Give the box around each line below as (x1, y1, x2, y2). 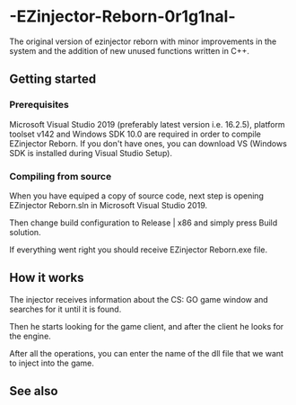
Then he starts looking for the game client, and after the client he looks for (9, 321, 284, 331)
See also (9, 383, 58, 399)
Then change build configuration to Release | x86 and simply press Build (9, 217, 278, 228)
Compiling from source (9, 170, 112, 182)
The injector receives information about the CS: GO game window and (9, 294, 269, 304)
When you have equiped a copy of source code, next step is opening (9, 190, 265, 201)
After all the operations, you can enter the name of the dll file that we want (9, 348, 284, 358)
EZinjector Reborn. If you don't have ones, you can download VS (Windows (9, 137, 287, 149)
